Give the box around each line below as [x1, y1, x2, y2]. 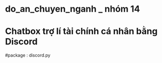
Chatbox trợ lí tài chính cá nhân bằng [5, 26, 158, 37]
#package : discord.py [5, 52, 51, 58]
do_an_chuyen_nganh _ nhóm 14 [5, 3, 140, 15]
